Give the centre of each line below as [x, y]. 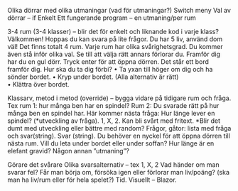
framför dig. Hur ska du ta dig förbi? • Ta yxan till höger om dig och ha [110, 69]
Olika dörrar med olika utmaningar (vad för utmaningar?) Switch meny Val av [119, 10]
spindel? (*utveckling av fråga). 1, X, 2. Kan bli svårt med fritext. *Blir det [114, 121]
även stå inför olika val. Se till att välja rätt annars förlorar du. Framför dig [114, 54]
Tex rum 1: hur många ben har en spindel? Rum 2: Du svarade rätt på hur [113, 105]
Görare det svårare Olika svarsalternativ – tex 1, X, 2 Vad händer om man [113, 165]
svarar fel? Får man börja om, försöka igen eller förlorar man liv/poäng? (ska [118, 172]
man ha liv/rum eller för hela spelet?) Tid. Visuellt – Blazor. [92, 180]
